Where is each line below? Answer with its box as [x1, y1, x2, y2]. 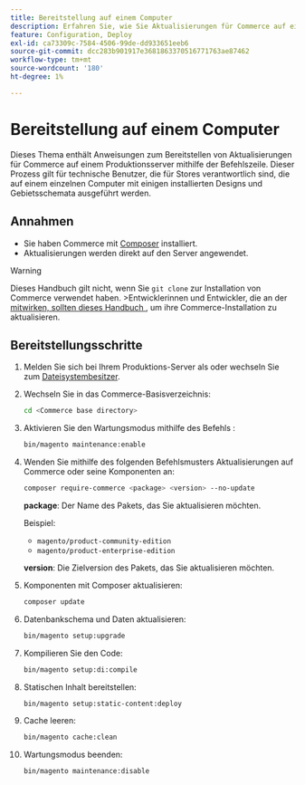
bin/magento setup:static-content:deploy [23, 699, 182, 708]
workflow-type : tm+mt [10, 55, 92, 64]
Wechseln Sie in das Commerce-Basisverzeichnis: [23, 388, 211, 399]
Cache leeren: [23, 715, 76, 726]
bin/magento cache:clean [23, 732, 118, 742]
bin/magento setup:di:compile [23, 665, 138, 675]
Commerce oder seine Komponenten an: [23, 466, 176, 477]
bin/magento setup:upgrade [23, 631, 126, 640]
